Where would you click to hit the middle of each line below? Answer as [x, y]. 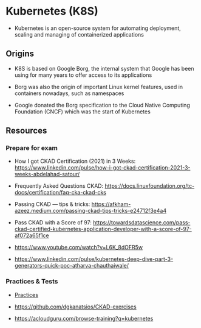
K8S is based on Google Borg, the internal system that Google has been [104, 68]
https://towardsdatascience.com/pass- [141, 223]
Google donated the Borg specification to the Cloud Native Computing [102, 105]
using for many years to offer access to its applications [83, 75]
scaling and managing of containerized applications [79, 34]
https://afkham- [111, 204]
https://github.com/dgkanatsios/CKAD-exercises [76, 307]
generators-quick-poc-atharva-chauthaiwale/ [71, 266]
